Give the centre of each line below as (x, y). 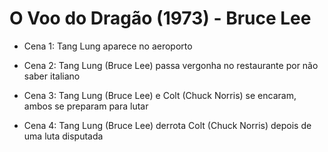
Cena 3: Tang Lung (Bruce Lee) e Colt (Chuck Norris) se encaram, (160, 95)
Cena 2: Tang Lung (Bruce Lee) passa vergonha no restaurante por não (171, 65)
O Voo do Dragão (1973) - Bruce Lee (160, 18)
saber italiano (52, 76)
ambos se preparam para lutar (86, 106)
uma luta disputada (63, 136)
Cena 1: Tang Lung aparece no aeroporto (108, 46)
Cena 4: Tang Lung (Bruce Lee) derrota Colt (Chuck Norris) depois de (167, 125)
